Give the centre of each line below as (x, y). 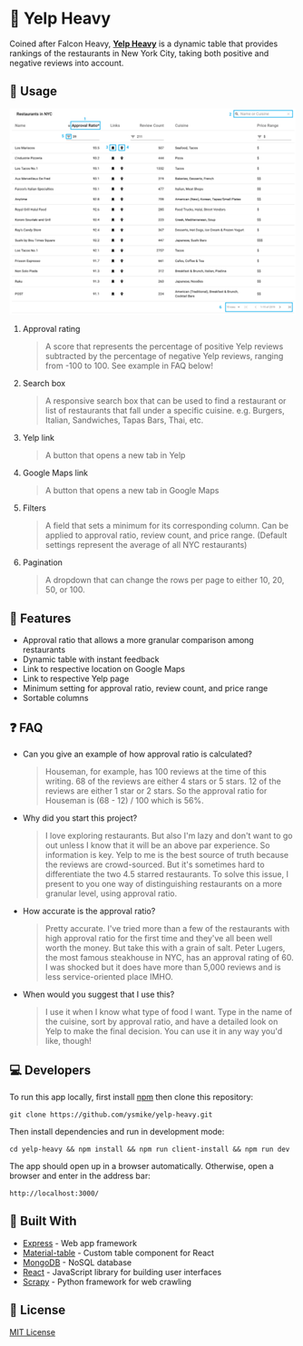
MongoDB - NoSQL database (77, 1262)
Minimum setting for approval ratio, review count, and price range (145, 688)
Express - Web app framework (80, 1243)
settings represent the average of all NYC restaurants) (146, 545)
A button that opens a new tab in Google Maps (132, 491)
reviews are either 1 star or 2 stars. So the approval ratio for (156, 791)
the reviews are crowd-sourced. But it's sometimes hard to (155, 864)
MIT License (33, 1331)
